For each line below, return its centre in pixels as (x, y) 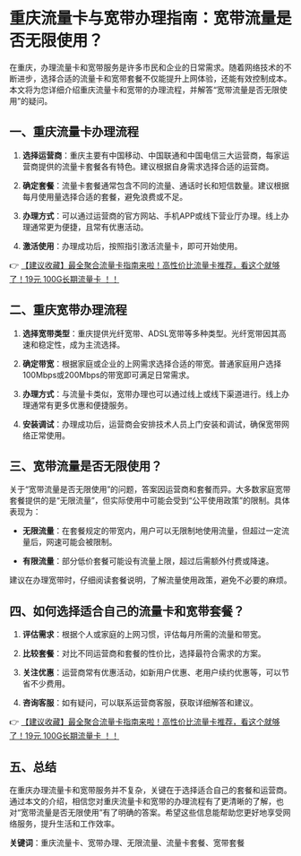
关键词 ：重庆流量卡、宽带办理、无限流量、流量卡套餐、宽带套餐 (127, 843)
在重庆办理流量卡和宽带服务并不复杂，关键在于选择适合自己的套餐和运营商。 (150, 790)
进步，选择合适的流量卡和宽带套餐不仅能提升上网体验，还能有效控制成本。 (154, 78)
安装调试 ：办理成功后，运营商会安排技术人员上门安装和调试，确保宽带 (152, 424)
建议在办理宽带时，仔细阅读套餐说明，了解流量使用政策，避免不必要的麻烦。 (150, 580)
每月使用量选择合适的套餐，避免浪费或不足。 (105, 196)
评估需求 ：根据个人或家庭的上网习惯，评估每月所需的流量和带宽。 (144, 635)
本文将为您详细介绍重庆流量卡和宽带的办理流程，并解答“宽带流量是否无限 (145, 90)
